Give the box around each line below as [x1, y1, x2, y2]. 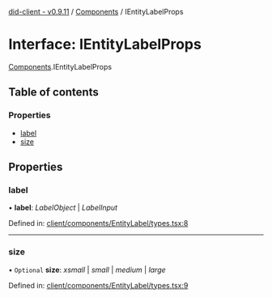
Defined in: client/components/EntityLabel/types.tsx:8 [8, 219, 189, 228]
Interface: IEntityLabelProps [8, 36, 202, 53]
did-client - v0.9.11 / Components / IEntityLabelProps [8, 7, 184, 16]
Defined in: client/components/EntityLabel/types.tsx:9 [8, 280, 189, 290]
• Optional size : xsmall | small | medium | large [8, 265, 166, 275]
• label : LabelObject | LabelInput [8, 202, 118, 213]
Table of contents [8, 85, 99, 100]
